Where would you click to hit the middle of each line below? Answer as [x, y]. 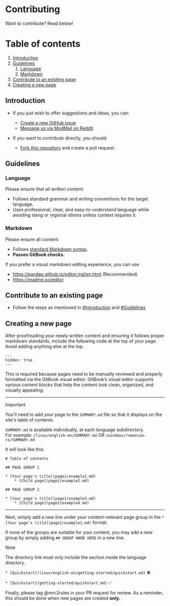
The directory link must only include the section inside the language [76, 557]
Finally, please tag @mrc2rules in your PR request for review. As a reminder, [84, 593]
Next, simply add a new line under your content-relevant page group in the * [85, 517]
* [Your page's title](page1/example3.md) [51, 499]
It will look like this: [25, 449]
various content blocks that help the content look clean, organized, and [79, 385]
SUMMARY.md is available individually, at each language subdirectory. [75, 430]
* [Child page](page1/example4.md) [52, 503]
